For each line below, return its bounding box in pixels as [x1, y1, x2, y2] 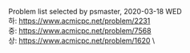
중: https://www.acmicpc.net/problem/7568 [8, 26, 152, 35]
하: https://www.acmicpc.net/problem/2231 [8, 16, 151, 25]
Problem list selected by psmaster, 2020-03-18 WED [8, 7, 182, 16]
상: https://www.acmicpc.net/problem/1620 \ [8, 36, 156, 45]
